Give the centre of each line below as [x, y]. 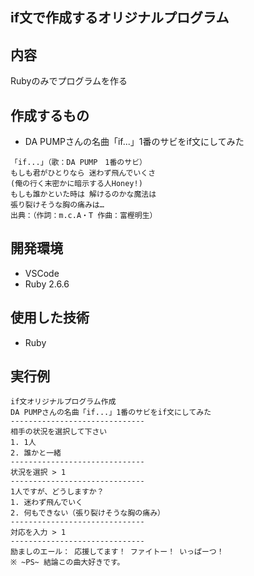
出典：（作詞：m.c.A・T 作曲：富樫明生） [84, 216]
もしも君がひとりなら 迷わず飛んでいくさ [83, 173]
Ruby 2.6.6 [47, 284]
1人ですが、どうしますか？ [57, 492]
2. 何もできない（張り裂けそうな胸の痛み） [87, 513]
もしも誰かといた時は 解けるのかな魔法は [83, 194]
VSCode [42, 273]
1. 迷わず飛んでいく [47, 503]
